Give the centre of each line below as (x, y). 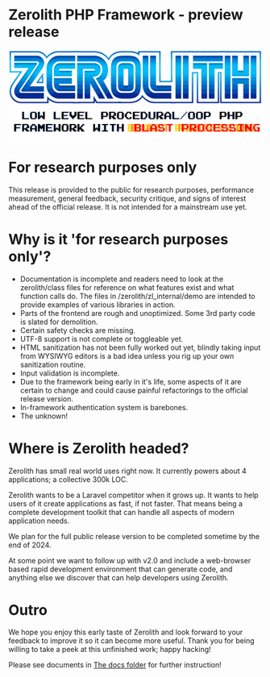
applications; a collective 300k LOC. (69, 479)
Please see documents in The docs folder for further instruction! (115, 665)
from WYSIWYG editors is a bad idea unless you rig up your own (127, 355)
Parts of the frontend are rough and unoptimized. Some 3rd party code (137, 313)
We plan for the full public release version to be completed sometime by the (134, 536)
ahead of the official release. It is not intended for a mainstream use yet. (128, 206)
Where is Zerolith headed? (99, 448)
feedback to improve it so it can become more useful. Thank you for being (132, 641)
